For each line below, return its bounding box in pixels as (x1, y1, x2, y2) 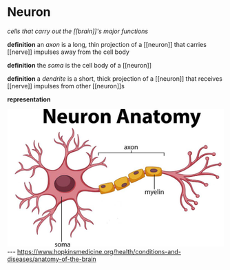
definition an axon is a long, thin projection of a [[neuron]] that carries (7, 40, 207, 48)
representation (7, 95, 51, 104)
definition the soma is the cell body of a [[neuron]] (7, 61, 151, 69)
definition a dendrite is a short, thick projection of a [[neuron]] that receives (7, 74, 222, 83)
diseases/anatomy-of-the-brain (7, 255, 96, 263)
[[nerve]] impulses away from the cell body (7, 48, 129, 56)
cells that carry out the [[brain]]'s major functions (7, 27, 149, 35)
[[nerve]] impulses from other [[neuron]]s (7, 81, 125, 90)
